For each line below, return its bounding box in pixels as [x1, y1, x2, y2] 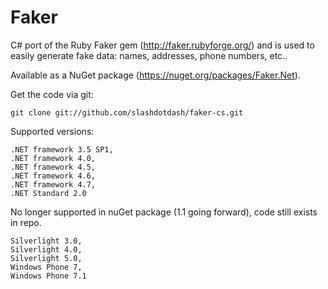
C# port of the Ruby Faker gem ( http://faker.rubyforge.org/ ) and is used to [10, 39, 315, 51]
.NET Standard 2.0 [10, 188, 87, 198]
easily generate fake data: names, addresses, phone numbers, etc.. [10, 49, 288, 61]
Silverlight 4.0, [10, 244, 83, 255]
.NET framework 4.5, [10, 162, 97, 172]
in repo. [10, 216, 42, 228]
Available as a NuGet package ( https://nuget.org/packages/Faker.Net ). [10, 69, 301, 81]
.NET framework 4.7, [10, 179, 97, 190]
